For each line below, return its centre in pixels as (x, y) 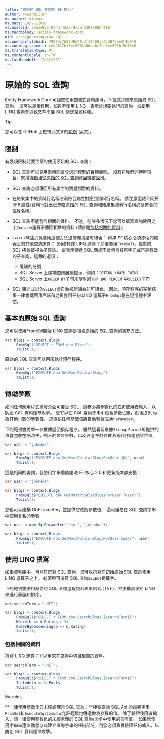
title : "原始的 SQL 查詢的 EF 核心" (40, 10)
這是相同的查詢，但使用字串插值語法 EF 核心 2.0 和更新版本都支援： (73, 473)
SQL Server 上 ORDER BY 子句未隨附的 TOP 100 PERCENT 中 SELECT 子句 (85, 279)
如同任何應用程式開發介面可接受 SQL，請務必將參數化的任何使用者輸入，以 (81, 407)
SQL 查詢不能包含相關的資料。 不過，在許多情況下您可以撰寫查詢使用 (82, 221)
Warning (13, 697)
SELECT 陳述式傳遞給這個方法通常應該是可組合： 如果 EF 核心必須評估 (81, 238)
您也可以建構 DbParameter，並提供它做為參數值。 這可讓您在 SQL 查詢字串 (81, 509)
